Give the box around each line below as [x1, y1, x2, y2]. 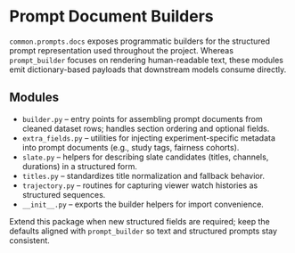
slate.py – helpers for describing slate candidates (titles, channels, [21, 151, 269, 162]
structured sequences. [21, 189, 106, 200]
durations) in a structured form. [21, 160, 138, 171]
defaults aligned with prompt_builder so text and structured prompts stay [9, 225, 278, 236]
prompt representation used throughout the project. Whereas [9, 45, 234, 55]
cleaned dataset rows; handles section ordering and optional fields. [21, 123, 270, 134]
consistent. [9, 234, 51, 246]
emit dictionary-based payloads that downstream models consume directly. [9, 64, 287, 75]
